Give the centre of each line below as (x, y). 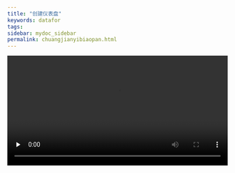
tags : (15, 27)
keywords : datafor (34, 20)
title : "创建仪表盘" (34, 14)
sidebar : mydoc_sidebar (42, 33)
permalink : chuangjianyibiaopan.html (62, 40)
